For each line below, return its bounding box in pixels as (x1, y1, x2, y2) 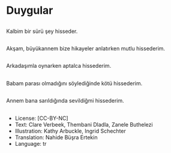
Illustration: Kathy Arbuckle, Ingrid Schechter (14, 127, 126, 134)
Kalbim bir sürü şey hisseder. (6, 28, 78, 35)
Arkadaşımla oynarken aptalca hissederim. (6, 62, 112, 70)
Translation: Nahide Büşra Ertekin (14, 133, 98, 141)
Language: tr (14, 140, 47, 147)
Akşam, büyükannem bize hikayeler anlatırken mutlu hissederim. (6, 44, 166, 52)
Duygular (6, 4, 53, 17)
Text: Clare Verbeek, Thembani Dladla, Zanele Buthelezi (14, 121, 153, 128)
